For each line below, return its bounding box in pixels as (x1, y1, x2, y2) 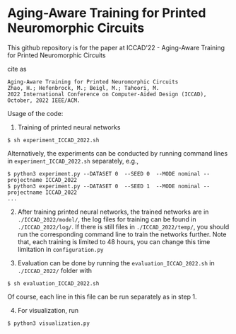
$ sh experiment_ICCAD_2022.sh (7, 137, 100, 144)
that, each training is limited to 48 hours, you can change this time (17, 237, 211, 246)
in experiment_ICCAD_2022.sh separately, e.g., (7, 156, 139, 165)
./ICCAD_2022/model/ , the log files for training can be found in (17, 214, 196, 224)
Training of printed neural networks (17, 122, 121, 132)
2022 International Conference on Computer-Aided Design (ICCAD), (7, 91, 207, 98)
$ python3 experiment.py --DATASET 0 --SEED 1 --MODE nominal (7, 183, 201, 190)
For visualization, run (17, 306, 79, 314)
